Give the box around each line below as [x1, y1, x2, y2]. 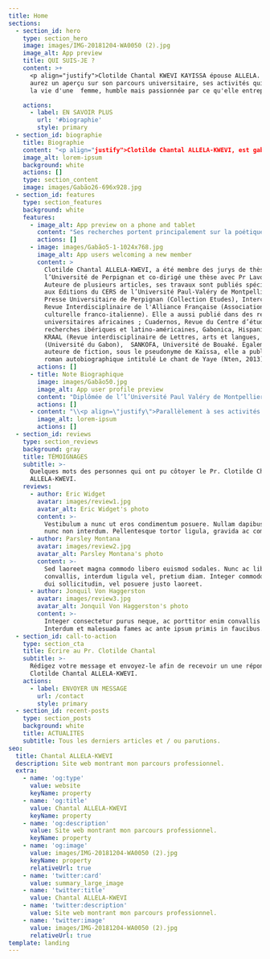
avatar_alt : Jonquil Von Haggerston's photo [37, 603, 189, 611]
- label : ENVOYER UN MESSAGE [29, 685, 128, 693]
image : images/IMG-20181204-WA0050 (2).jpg [22, 42, 171, 50]
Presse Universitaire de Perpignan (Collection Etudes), [43, 295, 239, 304]
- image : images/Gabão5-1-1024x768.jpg [29, 243, 163, 252]
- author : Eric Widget [29, 490, 106, 498]
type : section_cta [22, 640, 84, 648]
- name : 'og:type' [22, 774, 84, 783]
